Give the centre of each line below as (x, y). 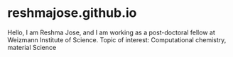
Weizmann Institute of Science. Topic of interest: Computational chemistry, (117, 39)
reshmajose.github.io (72, 13)
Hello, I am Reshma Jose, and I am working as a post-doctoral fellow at (111, 32)
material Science (32, 47)
